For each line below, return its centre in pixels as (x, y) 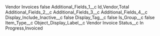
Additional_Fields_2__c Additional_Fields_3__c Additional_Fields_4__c (76, 12)
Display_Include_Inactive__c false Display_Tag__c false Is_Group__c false (80, 17)
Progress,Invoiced (24, 28)
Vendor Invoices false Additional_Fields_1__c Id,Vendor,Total (67, 7)
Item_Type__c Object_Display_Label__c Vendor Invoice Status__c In (74, 23)
